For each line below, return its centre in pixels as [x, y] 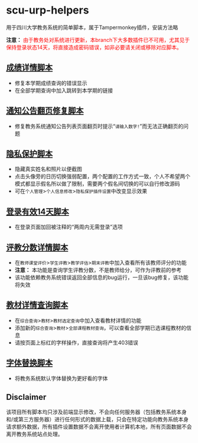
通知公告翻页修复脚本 [45, 111]
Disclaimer [26, 397]
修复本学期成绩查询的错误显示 [51, 83]
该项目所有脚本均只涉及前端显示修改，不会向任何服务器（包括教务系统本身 [96, 412]
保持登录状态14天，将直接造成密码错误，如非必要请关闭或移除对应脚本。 [94, 47]
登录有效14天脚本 [38, 211]
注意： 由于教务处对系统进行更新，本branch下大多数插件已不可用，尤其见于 [98, 40]
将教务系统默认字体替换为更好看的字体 [61, 378]
